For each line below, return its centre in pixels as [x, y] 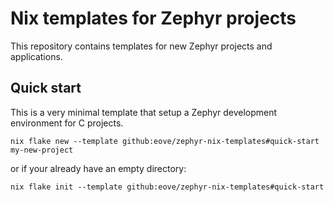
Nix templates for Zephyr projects [153, 18]
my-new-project [42, 150]
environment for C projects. [67, 123]
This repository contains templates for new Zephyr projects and [141, 46]
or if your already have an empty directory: [98, 168]
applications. [36, 56]
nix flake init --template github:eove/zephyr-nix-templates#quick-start [167, 187]
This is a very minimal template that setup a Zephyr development [144, 112]
